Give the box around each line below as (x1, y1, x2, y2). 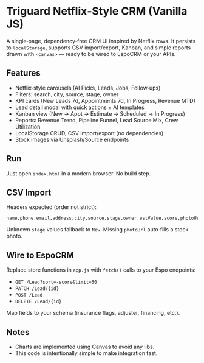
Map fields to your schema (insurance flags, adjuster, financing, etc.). (6, 309, 180, 317)
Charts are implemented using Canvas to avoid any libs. (15, 343, 155, 350)
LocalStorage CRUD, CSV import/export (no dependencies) (15, 129, 164, 136)
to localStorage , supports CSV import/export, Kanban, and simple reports (6, 44, 191, 51)
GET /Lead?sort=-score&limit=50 (15, 279, 97, 286)
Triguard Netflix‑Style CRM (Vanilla (6, 4, 188, 18)
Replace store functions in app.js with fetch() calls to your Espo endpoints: (6, 266, 196, 273)
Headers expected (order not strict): (6, 203, 97, 211)
